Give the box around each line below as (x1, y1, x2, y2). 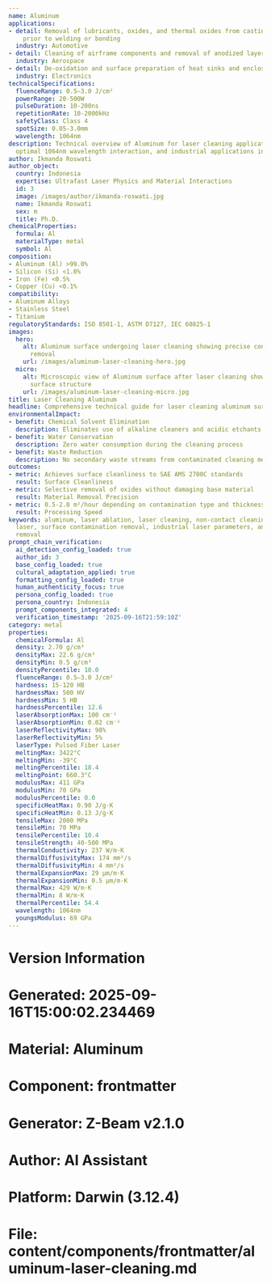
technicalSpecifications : (8, 79, 95, 87)
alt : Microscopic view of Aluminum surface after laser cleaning (23, 373, 248, 381)
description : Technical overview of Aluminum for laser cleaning (8, 139, 232, 148)
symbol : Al (15, 245, 52, 253)
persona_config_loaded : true (15, 591, 114, 599)
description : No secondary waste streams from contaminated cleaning (15, 455, 254, 463)
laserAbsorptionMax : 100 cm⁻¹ (15, 711, 117, 720)
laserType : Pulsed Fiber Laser (15, 741, 121, 749)
